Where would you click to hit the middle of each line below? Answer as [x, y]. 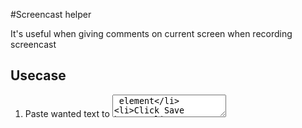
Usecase [38, 75]
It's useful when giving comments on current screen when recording [151, 33]
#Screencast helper [51, 14]
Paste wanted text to [67, 113]
